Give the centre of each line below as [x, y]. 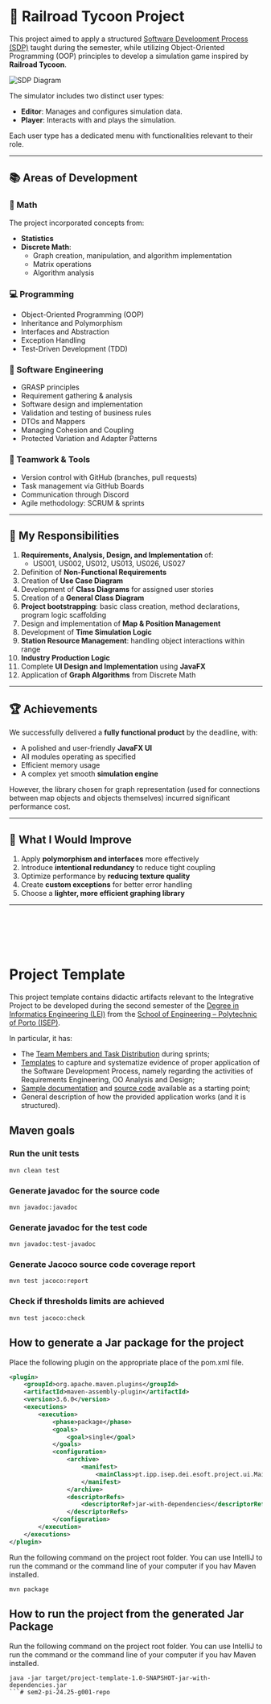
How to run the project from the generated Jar [127, 1614]
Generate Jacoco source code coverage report [102, 1264]
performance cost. [40, 806]
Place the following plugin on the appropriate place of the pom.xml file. [127, 1362]
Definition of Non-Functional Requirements [94, 573]
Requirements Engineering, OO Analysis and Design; [108, 1079]
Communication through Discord [75, 494]
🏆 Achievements [53, 709]
